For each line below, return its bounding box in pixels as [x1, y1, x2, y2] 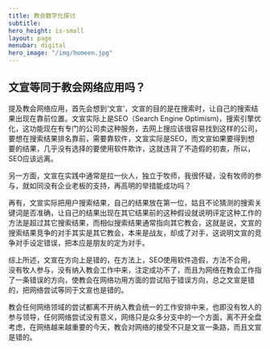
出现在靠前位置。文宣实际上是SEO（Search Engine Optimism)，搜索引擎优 [14, 113, 262, 123]
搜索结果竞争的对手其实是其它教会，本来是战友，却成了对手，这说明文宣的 [8, 228, 255, 237]
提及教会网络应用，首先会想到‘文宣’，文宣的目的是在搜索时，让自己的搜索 [8, 103, 252, 113]
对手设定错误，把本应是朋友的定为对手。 [14, 237, 149, 247]
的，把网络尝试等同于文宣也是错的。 [8, 285, 129, 294]
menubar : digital [8, 42, 67, 50]
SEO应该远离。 [8, 153, 59, 163]
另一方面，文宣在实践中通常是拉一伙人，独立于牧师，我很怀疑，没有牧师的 [8, 170, 255, 181]
